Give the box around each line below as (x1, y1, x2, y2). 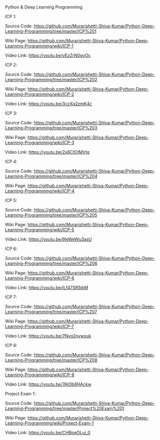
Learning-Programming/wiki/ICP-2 (5, 92, 75, 97)
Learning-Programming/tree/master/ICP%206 (5, 260, 98, 266)
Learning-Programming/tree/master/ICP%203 (5, 125, 98, 131)
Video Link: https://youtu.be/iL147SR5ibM (5, 285, 89, 290)
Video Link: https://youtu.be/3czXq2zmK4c (5, 101, 92, 107)
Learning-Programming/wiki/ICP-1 (5, 43, 74, 48)
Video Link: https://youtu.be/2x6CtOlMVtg (5, 149, 90, 155)
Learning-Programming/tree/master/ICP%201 (5, 28, 97, 34)
